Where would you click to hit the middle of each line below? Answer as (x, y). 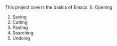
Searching (23, 33)
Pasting (20, 27)
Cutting (20, 22)
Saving (19, 17)
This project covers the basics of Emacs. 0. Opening (59, 7)
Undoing (21, 38)
